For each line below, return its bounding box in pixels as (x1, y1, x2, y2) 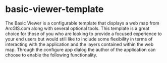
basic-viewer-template (5, 3, 104, 15)
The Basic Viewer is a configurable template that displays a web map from (5, 20, 160, 26)
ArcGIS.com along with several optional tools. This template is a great (5, 25, 150, 31)
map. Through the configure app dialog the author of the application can (5, 46, 156, 52)
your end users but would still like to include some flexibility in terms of (5, 36, 153, 42)
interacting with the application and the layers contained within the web (5, 41, 154, 47)
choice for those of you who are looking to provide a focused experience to (5, 30, 162, 36)
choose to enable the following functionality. (5, 51, 97, 58)
